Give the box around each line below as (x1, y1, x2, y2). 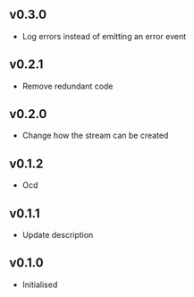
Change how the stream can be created (21, 130, 169, 141)
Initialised (21, 279, 58, 290)
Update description (21, 230, 94, 241)
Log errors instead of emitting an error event (21, 30, 187, 41)
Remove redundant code (21, 81, 114, 91)
